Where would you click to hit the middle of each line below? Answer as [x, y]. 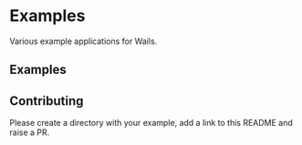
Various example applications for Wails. [83, 41]
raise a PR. [30, 132]
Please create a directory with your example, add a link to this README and [151, 123]
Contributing [47, 101]
